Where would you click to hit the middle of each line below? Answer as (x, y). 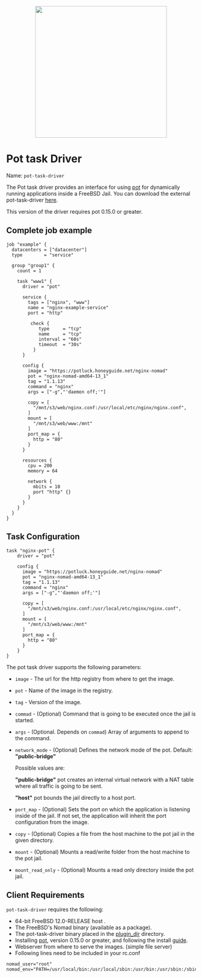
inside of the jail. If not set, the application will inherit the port (90, 816)
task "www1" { (35, 281)
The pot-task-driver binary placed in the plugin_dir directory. (90, 934)
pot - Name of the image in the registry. (64, 690)
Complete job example (49, 231)
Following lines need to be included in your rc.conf (78, 953)
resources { (37, 460)
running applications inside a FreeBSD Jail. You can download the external (98, 193)
